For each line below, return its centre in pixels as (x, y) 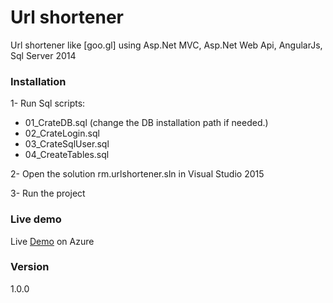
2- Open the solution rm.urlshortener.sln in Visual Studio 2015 (137, 174)
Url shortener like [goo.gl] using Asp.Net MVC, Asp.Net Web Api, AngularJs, (166, 45)
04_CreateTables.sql (67, 155)
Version (30, 267)
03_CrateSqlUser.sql (67, 144)
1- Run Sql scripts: (48, 103)
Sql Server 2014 (43, 55)
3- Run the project (48, 193)
